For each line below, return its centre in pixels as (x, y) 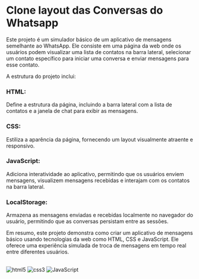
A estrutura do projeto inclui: (41, 76)
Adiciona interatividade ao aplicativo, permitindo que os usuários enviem (95, 174)
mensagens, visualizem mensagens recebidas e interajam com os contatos (98, 180)
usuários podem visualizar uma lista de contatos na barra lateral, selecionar (99, 52)
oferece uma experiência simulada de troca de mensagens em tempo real (96, 246)
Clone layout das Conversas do (85, 10)
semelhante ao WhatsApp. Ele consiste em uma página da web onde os (94, 46)
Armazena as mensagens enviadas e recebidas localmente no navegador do (100, 215)
